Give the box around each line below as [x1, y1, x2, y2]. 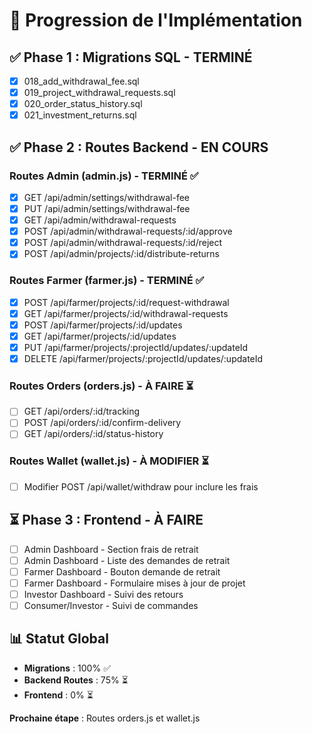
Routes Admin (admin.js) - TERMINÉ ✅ [9, 169, 199, 183]
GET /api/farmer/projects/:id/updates [23, 330, 177, 342]
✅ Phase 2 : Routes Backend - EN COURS [9, 139, 269, 156]
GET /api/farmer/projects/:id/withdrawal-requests [23, 307, 229, 319]
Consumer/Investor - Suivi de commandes [23, 599, 199, 611]
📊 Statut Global [9, 630, 109, 648]
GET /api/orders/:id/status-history [23, 428, 164, 440]
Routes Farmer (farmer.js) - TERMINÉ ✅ [9, 274, 205, 288]
